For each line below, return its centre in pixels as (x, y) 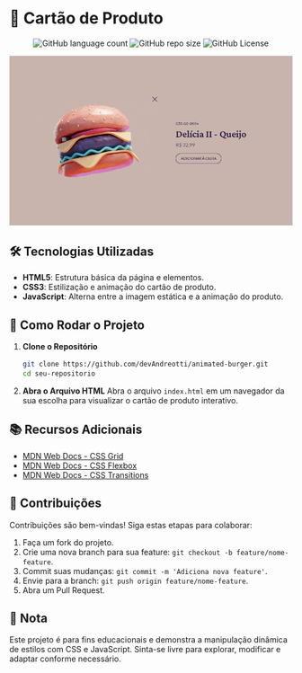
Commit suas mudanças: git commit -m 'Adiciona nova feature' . (145, 571)
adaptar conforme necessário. (65, 659)
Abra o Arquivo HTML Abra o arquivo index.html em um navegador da (153, 391)
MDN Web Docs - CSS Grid (73, 456)
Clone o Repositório (60, 347)
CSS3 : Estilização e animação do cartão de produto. (119, 288)
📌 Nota (28, 619)
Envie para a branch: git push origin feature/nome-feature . (135, 580)
